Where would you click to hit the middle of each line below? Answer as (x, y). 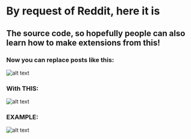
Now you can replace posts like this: (60, 60)
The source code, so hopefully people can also (96, 33)
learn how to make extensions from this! (83, 42)
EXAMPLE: (22, 117)
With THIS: (23, 88)
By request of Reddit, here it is (83, 11)
